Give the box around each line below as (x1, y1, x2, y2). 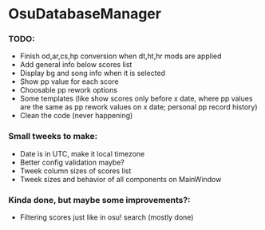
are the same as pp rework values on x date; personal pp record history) (19, 102, 258, 112)
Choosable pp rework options (19, 85, 118, 95)
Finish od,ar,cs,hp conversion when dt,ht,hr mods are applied (19, 51, 222, 61)
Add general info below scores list (19, 60, 132, 69)
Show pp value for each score (19, 77, 119, 86)
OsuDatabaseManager (8, 5, 162, 23)
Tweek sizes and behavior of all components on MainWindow (19, 174, 222, 184)
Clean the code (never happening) (19, 111, 133, 121)
